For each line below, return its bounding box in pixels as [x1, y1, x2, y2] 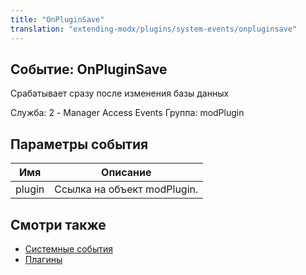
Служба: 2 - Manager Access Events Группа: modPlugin [10, 107, 245, 119]
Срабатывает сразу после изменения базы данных [10, 87, 230, 100]
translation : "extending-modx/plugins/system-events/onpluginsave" [10, 24, 298, 34]
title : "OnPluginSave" [10, 14, 105, 25]
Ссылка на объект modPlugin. [54, 182, 199, 196]
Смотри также [10, 216, 107, 233]
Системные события [24, 242, 113, 255]
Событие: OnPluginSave [10, 61, 168, 78]
